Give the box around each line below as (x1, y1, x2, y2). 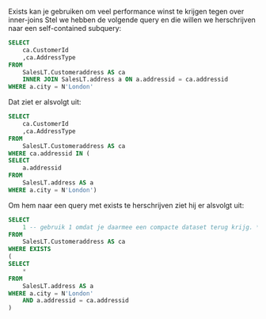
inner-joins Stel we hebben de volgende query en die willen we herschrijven (8, 15, 256, 25)
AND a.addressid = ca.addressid (22, 297, 129, 305)
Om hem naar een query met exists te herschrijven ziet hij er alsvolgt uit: (8, 200, 245, 210)
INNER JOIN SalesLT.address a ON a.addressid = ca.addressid (22, 75, 228, 84)
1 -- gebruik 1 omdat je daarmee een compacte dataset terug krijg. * (22, 223, 260, 231)
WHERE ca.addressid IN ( (8, 150, 90, 158)
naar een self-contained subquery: (8, 24, 122, 32)
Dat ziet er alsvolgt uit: (8, 97, 82, 107)
